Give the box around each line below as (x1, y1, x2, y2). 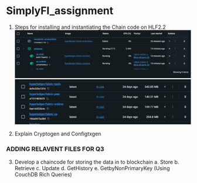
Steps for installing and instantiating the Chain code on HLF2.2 (14, 23, 166, 30)
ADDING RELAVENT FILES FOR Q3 (6, 145, 104, 153)
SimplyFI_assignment (6, 4, 114, 18)
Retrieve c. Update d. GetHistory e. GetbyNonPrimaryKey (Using (14, 164, 170, 171)
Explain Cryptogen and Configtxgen (14, 130, 101, 137)
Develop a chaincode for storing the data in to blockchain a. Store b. (14, 158, 179, 165)
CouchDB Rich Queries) (14, 171, 72, 178)
